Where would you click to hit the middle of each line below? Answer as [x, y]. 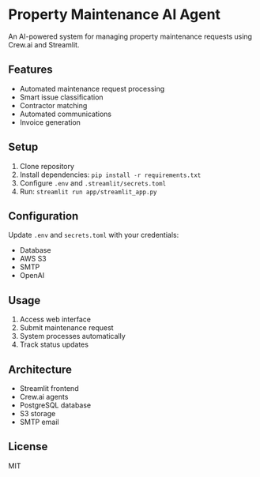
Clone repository [47, 166]
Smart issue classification [62, 97]
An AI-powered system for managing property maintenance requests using [130, 36]
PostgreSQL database [55, 405]
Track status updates [54, 344]
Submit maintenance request [66, 328]
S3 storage [38, 413]
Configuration [43, 216]
